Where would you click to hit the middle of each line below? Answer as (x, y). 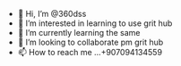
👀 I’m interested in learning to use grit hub (95, 23)
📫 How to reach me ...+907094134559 (90, 52)
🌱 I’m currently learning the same (79, 33)
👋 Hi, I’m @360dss (52, 14)
